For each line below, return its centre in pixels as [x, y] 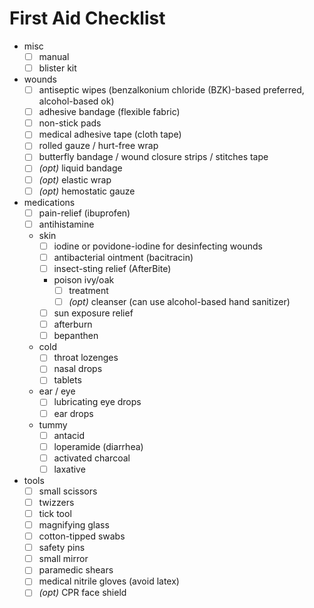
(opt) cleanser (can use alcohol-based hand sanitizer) [179, 301]
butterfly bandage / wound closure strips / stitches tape [153, 157]
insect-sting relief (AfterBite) [112, 268]
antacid [69, 435]
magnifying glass [74, 525]
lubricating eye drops [97, 402]
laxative [69, 469]
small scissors [68, 491]
